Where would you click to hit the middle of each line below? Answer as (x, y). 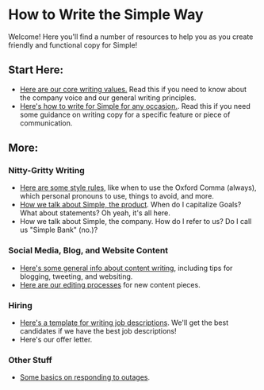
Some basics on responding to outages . (85, 377)
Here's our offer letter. (56, 340)
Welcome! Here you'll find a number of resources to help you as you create (131, 37)
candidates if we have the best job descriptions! (98, 331)
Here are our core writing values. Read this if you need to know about (133, 89)
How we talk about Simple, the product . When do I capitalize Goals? (130, 205)
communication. (46, 123)
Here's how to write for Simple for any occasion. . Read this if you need (135, 106)
